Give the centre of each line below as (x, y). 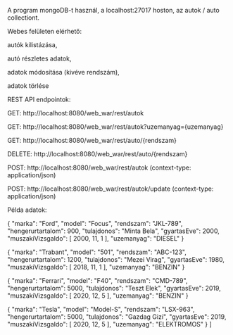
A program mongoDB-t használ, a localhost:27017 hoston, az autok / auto (113, 10)
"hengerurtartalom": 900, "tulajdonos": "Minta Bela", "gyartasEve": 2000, (113, 231)
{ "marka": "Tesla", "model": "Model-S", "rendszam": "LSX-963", (101, 309)
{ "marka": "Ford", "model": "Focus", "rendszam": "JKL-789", (95, 223)
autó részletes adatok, (39, 58)
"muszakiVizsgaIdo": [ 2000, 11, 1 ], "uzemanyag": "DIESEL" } (96, 238)
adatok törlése (28, 86)
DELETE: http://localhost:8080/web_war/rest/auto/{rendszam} (97, 154)
